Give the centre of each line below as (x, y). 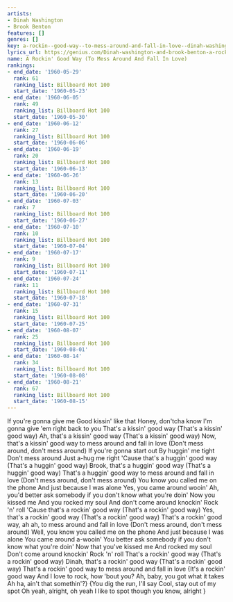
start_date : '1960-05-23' (51, 91)
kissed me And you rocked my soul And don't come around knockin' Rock (113, 503)
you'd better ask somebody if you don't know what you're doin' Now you (111, 495)
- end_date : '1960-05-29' (44, 72)
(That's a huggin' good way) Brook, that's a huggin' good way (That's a (109, 466)
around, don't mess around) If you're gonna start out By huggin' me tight (111, 451)
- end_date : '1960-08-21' (44, 382)
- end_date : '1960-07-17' (44, 253)
